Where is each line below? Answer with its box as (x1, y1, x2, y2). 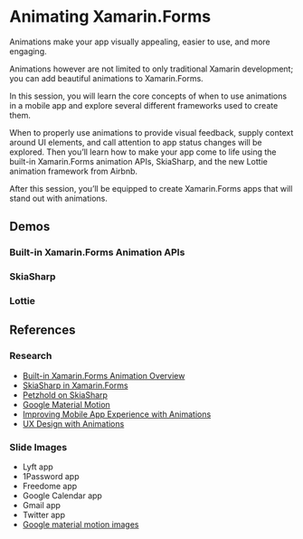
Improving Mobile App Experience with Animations (22, 409, 212, 420)
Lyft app (22, 461, 54, 472)
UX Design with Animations (22, 418, 125, 429)
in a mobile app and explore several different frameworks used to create (9, 99, 279, 110)
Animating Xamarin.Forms (9, 6, 212, 27)
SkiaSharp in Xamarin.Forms (22, 380, 128, 391)
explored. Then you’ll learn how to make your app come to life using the (9, 147, 278, 157)
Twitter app (22, 509, 66, 521)
